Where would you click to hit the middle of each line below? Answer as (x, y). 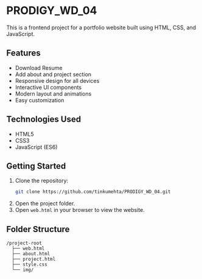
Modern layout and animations (53, 94)
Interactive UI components (48, 87)
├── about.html (31, 254)
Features (23, 53)
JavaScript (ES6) (36, 147)
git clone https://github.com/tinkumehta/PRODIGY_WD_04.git (93, 192)
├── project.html (34, 260)
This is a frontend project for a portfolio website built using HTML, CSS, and (101, 27)
